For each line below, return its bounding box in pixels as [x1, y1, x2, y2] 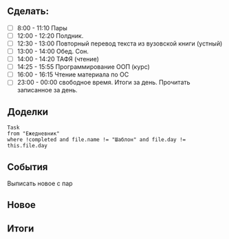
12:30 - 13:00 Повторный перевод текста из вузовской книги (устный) [17, 39, 223, 48]
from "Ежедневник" [7, 130, 60, 137]
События [7, 161, 48, 173]
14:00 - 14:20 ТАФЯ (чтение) [17, 55, 100, 63]
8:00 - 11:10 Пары [17, 23, 67, 32]
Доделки [7, 106, 49, 118]
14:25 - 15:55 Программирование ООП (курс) [17, 63, 150, 71]
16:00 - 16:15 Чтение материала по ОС [17, 70, 129, 79]
